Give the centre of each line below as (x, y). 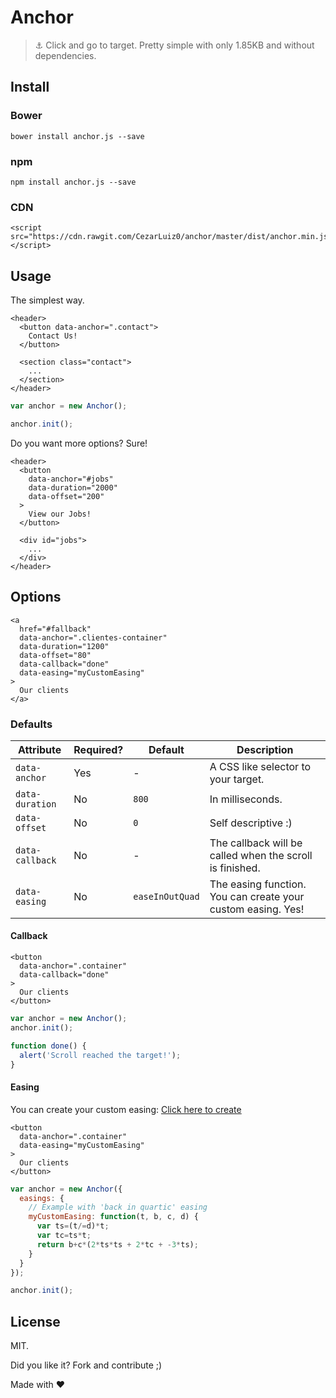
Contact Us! (53, 336)
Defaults (31, 724)
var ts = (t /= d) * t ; (73, 1226)
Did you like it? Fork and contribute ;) (86, 1365)
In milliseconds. (246, 799)
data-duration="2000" (73, 487)
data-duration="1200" (64, 646)
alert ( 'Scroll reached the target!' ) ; (100, 1055)
